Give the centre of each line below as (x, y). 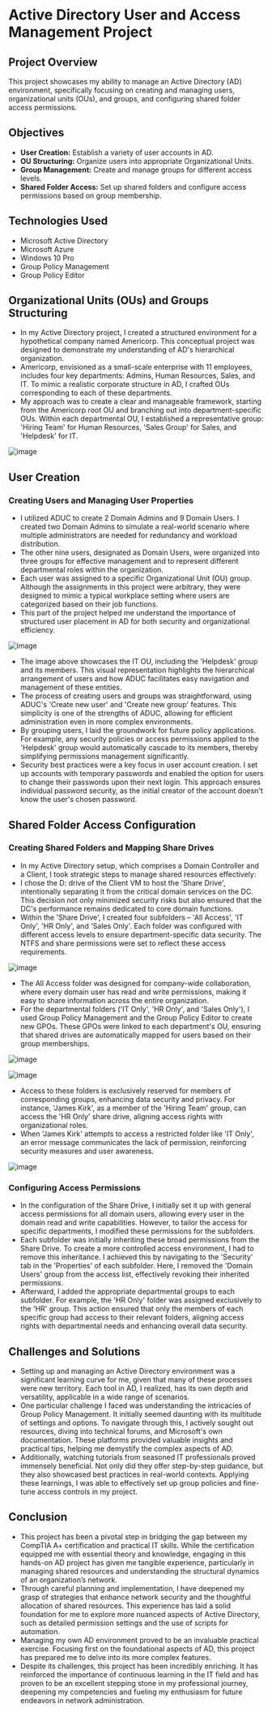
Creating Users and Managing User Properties (101, 500)
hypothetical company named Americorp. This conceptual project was (137, 341)
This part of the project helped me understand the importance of (128, 613)
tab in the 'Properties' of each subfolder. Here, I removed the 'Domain (136, 1266)
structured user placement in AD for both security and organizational (135, 621)
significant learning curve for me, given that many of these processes (136, 1379)
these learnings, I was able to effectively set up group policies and (130, 1482)
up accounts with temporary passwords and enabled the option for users (142, 774)
